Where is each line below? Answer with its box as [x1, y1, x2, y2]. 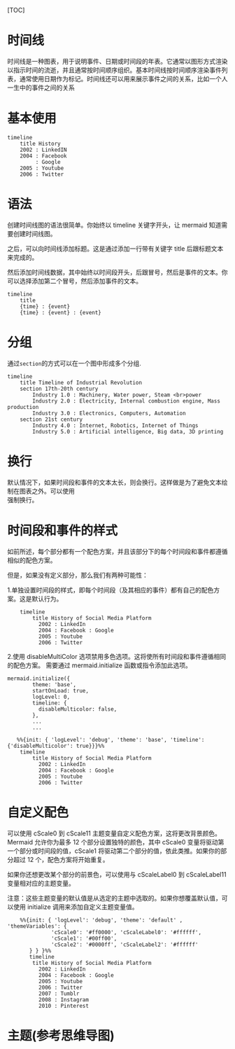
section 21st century [20, 416, 83, 423]
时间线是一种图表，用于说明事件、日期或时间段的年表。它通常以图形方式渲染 [7, 57, 228, 65]
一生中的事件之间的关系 [7, 83, 75, 92]
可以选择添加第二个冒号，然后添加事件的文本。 [7, 277, 142, 285]
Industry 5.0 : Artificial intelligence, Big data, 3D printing [32, 428, 224, 435]
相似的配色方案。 [7, 556, 57, 564]
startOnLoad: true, [32, 687, 90, 694]
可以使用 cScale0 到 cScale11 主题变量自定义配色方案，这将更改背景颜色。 [7, 829, 222, 838]
